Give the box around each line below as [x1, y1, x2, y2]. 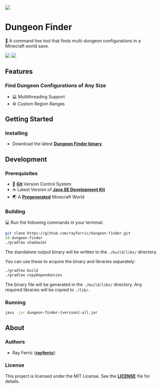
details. [5, 378, 20, 384]
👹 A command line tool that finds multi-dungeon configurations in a [5, 37, 141, 44]
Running [5, 299, 26, 306]
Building [5, 208, 26, 215]
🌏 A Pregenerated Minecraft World [12, 194, 84, 200]
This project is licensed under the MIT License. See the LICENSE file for [5, 373, 150, 379]
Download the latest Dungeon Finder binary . [12, 141, 103, 147]
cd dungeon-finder [5, 236, 43, 240]
